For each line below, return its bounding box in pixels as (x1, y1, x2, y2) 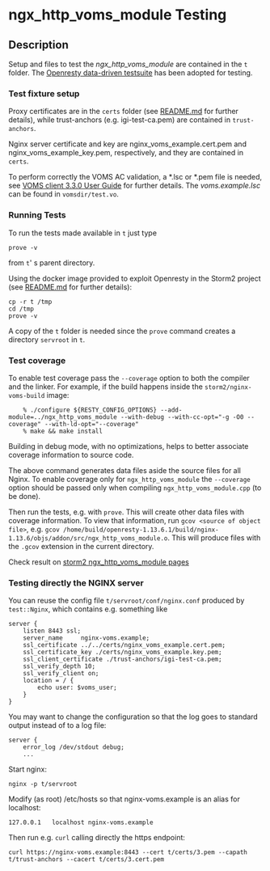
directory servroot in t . (8, 334, 86, 345)
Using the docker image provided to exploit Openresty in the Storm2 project (8, 273, 261, 283)
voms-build (8, 391, 45, 400)
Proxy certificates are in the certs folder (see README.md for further (8, 107, 238, 116)
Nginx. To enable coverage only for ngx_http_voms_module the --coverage (8, 474, 251, 484)
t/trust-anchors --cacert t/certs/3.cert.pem (8, 856, 164, 864)
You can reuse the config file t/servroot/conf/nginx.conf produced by (8, 596, 245, 606)
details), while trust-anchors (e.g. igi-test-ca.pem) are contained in (8, 115, 231, 125)
